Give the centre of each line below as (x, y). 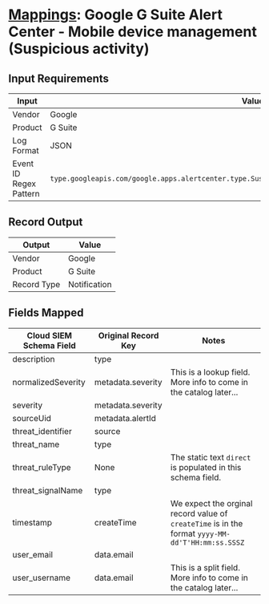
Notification (90, 284)
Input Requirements (59, 78)
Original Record (128, 335)
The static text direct (211, 457)
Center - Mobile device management (133, 32)
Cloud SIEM (49, 335)
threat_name (36, 444)
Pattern (26, 194)
